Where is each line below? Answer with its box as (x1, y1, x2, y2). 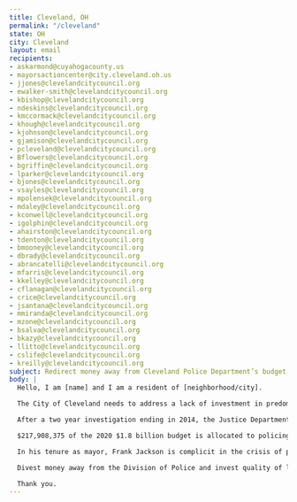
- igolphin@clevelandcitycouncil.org (9, 219, 148, 228)
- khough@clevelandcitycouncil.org (9, 120, 141, 129)
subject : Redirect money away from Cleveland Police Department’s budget (9, 367, 287, 376)
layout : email (9, 46, 62, 55)
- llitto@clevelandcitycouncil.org (9, 342, 141, 351)
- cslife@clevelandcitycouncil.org (9, 351, 141, 359)
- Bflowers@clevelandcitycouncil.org (9, 152, 148, 162)
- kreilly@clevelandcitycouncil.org (9, 359, 144, 367)
